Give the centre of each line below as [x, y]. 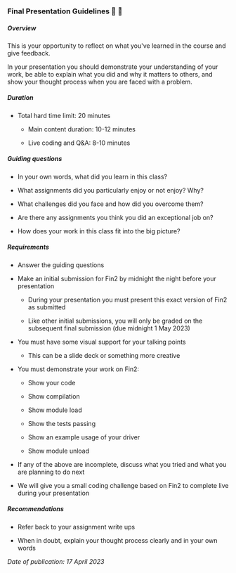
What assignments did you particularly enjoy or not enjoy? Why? [110, 190]
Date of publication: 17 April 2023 [56, 561]
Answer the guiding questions [61, 265]
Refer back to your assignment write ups [76, 527]
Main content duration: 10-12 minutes [81, 129]
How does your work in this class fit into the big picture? [99, 231]
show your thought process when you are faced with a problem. [100, 82]
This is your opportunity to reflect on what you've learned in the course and [117, 46]
